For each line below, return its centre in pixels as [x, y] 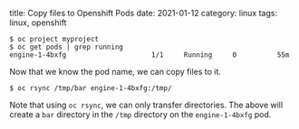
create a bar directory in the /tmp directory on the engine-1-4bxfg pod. [140, 115]
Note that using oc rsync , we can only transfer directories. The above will [146, 105]
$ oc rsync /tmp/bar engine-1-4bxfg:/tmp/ [91, 88]
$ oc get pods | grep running [67, 47]
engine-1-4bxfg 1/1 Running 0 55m [149, 55]
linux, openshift [38, 23]
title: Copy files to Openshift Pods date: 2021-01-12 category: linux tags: [144, 13]
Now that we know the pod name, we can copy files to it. [116, 72]
